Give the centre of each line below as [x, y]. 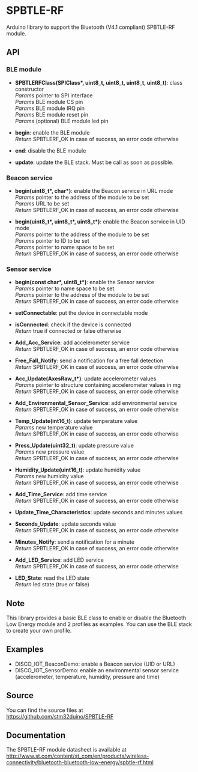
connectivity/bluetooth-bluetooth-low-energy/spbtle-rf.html [80, 762]
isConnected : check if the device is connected [73, 324]
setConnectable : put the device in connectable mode [81, 313]
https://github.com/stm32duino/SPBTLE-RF [60, 716]
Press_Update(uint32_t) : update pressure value [74, 446]
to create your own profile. [39, 631]
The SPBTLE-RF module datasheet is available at [67, 750]
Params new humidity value [49, 476]
